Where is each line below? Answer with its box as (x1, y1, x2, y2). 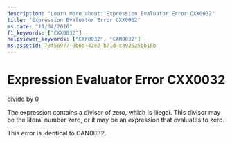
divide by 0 (7, 95, 39, 103)
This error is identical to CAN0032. (7, 128, 107, 137)
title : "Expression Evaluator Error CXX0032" (7, 17, 141, 23)
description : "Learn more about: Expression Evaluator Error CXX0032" (7, 10, 215, 17)
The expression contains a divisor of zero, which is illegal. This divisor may (7, 108, 221, 116)
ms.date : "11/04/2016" (7, 23, 73, 30)
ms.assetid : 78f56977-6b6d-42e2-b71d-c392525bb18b (7, 42, 157, 49)
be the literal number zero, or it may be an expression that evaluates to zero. (7, 115, 225, 124)
